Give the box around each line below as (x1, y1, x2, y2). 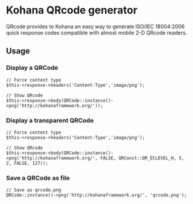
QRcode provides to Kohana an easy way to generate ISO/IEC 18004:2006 (6, 23, 185, 30)
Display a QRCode (6, 64, 58, 72)
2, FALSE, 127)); (6, 160, 49, 166)
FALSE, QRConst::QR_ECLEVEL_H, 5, (100, 155, 184, 161)
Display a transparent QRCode (6, 116, 94, 124)
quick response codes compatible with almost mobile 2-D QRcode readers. (6, 29, 187, 36)
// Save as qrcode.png (6, 187, 61, 193)
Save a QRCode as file (6, 174, 70, 182)
